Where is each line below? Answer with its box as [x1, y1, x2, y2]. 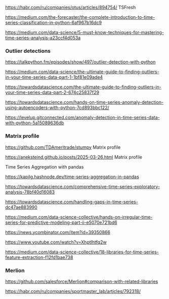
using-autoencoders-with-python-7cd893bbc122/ [5, 105, 110, 111]
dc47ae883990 [5, 204, 38, 210]
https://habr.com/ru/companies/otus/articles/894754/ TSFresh [5, 5, 136, 10]
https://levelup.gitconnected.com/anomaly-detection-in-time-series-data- [5, 114, 160, 121]
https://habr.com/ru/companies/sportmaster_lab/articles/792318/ [5, 288, 141, 294]
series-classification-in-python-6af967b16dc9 [5, 20, 102, 25]
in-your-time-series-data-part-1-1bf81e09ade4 [5, 74, 103, 80]
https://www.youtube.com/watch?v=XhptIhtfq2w [5, 239, 107, 245]
